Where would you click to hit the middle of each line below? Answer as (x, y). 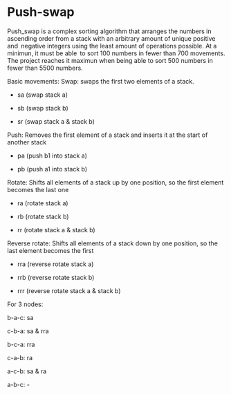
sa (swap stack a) (42, 95)
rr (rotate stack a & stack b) (56, 229)
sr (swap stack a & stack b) (56, 121)
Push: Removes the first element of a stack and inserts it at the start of (108, 135)
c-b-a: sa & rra (28, 331)
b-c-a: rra (21, 344)
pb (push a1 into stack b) (52, 169)
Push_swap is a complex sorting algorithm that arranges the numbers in (110, 31)
